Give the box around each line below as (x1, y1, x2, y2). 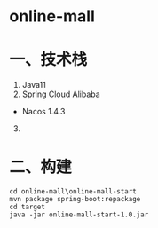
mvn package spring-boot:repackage (9, 195, 141, 204)
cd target (9, 202, 46, 212)
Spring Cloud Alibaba (21, 89, 100, 99)
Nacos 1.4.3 (21, 106, 66, 117)
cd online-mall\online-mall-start (9, 187, 138, 196)
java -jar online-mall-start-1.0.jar (9, 210, 149, 219)
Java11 (21, 80, 46, 90)
